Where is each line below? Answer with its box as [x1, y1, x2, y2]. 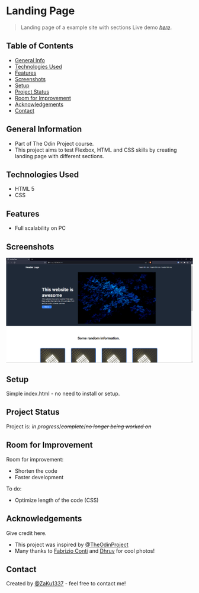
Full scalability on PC [14, 225, 66, 232]
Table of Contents [6, 41, 74, 51]
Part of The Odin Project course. [14, 140, 94, 147]
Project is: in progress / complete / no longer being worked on [6, 422, 152, 430]
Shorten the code [14, 467, 57, 475]
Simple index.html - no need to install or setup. [6, 390, 120, 398]
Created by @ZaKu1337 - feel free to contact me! [6, 580, 126, 587]
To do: [6, 485, 22, 492]
